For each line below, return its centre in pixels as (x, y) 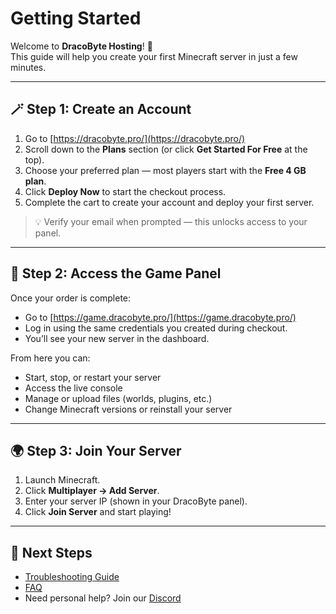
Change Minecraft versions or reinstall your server (128, 409)
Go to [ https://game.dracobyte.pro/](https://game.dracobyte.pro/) (160, 317)
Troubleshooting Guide (72, 577)
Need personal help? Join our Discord (103, 598)
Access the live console (73, 388)
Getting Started (76, 18)
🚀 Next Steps (51, 552)
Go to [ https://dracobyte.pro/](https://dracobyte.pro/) (135, 138)
